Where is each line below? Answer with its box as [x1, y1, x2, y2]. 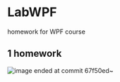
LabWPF [7, 4, 57, 20]
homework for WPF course [7, 27, 86, 36]
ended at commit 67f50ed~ [34, 66, 114, 74]
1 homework [7, 48, 62, 60]
